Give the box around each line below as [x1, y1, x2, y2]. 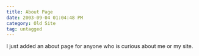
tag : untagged [6, 26, 43, 32]
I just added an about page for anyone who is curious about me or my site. [6, 43, 194, 50]
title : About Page [6, 9, 53, 15]
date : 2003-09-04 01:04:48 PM [6, 15, 84, 21]
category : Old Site [6, 20, 56, 26]
